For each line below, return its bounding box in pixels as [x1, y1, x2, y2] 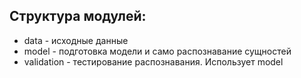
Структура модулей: [9, 8, 147, 25]
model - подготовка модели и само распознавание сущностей [23, 45, 292, 57]
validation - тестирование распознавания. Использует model [23, 55, 284, 68]
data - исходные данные [23, 34, 129, 46]
